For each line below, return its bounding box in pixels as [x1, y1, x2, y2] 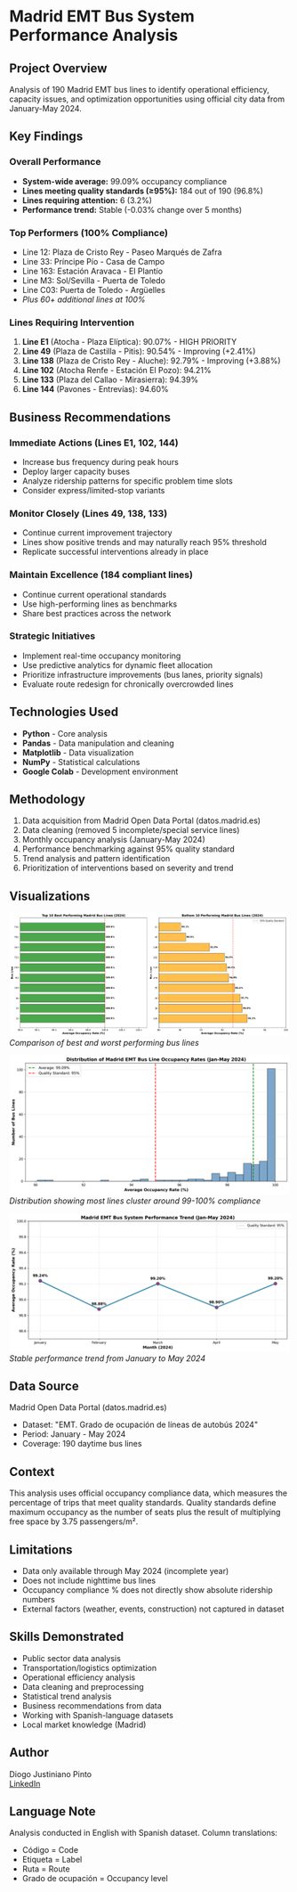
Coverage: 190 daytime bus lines [21, 1439, 142, 1449]
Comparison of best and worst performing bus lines [9, 1038, 200, 1048]
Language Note [9, 1804, 96, 1819]
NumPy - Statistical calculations [21, 756, 140, 767]
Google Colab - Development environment [21, 766, 179, 777]
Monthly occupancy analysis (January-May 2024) [21, 835, 206, 845]
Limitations [9, 1542, 73, 1557]
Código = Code [21, 1845, 78, 1855]
